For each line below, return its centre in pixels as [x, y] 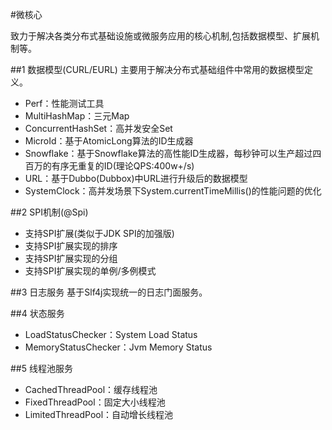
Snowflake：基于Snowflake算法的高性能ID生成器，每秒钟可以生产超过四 [173, 153]
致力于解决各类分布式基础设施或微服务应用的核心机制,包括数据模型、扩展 [161, 36]
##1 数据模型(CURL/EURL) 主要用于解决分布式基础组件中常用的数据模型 [157, 69]
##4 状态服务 [37, 313]
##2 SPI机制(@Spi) [49, 212]
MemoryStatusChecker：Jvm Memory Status [118, 347]
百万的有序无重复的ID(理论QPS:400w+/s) [109, 166]
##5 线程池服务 [41, 368]
